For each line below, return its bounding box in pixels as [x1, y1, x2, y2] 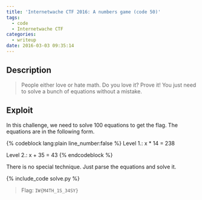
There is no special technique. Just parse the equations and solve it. [6, 163, 177, 170]
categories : [6, 32, 36, 38]
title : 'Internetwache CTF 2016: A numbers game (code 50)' [6, 8, 161, 15]
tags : [6, 15, 20, 21]
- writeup [11, 37, 36, 43]
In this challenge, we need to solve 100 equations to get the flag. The [6, 121, 178, 128]
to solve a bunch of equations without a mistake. [21, 87, 142, 95]
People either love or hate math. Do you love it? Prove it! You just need [21, 81, 197, 88]
